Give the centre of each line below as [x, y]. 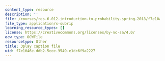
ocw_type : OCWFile [24, 37]
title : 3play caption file [33, 46]
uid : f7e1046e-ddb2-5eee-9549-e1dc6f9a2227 [50, 51]
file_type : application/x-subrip [39, 23]
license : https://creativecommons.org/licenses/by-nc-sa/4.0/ [70, 32]
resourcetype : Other [26, 42]
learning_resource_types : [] [35, 28]
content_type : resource [29, 10]
